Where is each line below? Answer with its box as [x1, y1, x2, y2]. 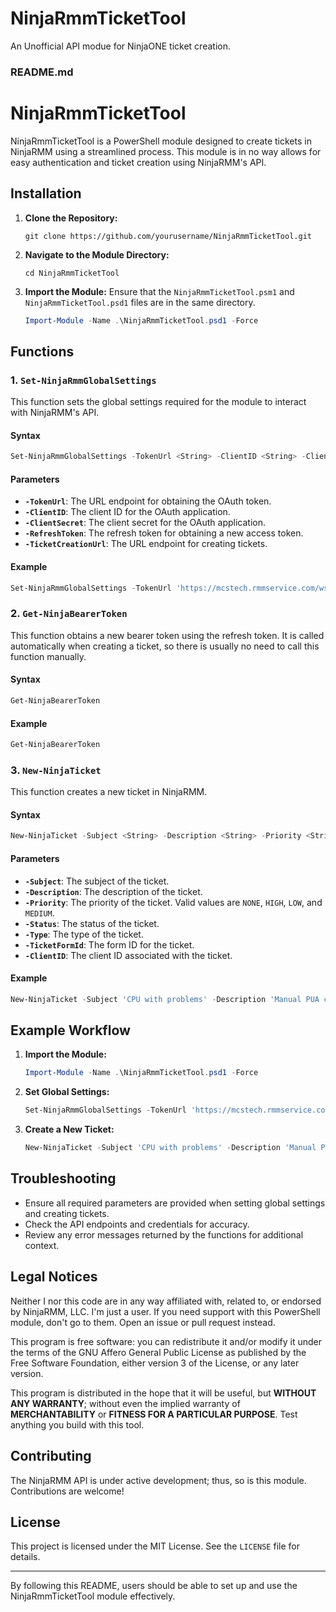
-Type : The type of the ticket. [24, 928, 144, 940]
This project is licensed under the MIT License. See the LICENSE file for [10, 1540, 300, 1552]
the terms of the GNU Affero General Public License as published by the [10, 1346, 307, 1358]
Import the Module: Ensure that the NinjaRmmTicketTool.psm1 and [24, 285, 295, 297]
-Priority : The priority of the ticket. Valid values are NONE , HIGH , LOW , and [24, 896, 323, 908]
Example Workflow [10, 1022, 131, 1039]
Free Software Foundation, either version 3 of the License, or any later [10, 1357, 300, 1369]
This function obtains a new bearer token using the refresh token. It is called [10, 629, 325, 641]
